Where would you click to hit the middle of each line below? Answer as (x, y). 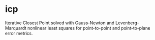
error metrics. (19, 33)
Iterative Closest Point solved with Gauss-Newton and (60, 23)
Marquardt (16, 28)
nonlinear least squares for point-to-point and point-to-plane (89, 28)
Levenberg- (127, 23)
